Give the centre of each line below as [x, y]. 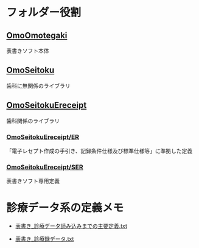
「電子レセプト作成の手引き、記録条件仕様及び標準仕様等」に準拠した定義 [100, 151]
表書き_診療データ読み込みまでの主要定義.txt [71, 226]
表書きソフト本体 [28, 51]
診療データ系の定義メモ [65, 208]
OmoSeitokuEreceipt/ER [43, 136]
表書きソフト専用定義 [33, 181]
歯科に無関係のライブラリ [38, 85]
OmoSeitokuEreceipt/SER [45, 167]
